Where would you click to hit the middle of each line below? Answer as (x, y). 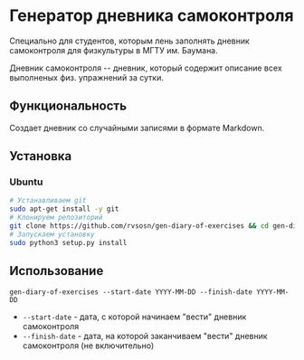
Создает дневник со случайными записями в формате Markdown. (137, 128)
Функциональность (68, 106)
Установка (41, 156)
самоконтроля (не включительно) (88, 346)
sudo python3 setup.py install (68, 242)
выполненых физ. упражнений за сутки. (87, 77)
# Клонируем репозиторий (56, 218)
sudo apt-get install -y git (64, 209)
